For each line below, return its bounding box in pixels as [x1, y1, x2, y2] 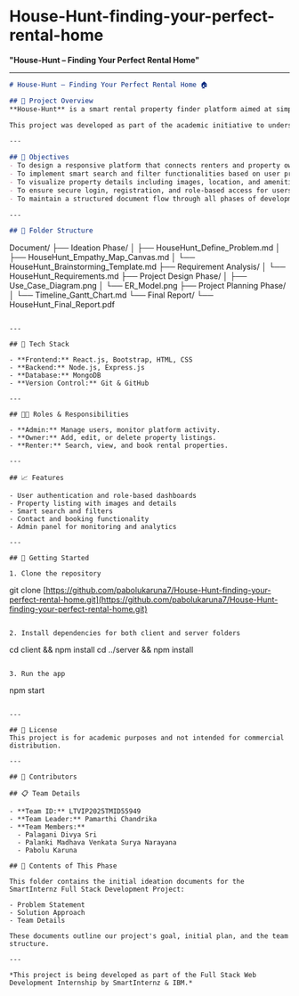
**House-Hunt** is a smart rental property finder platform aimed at [9, 104, 273, 113]
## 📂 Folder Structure [9, 226, 93, 235]
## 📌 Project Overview [9, 96, 93, 105]
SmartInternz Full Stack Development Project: [9, 885, 185, 894]
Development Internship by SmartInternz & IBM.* [9, 978, 193, 988]
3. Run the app [9, 670, 66, 679]
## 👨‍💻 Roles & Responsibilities [9, 410, 129, 420]
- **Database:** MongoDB [9, 371, 101, 380]
